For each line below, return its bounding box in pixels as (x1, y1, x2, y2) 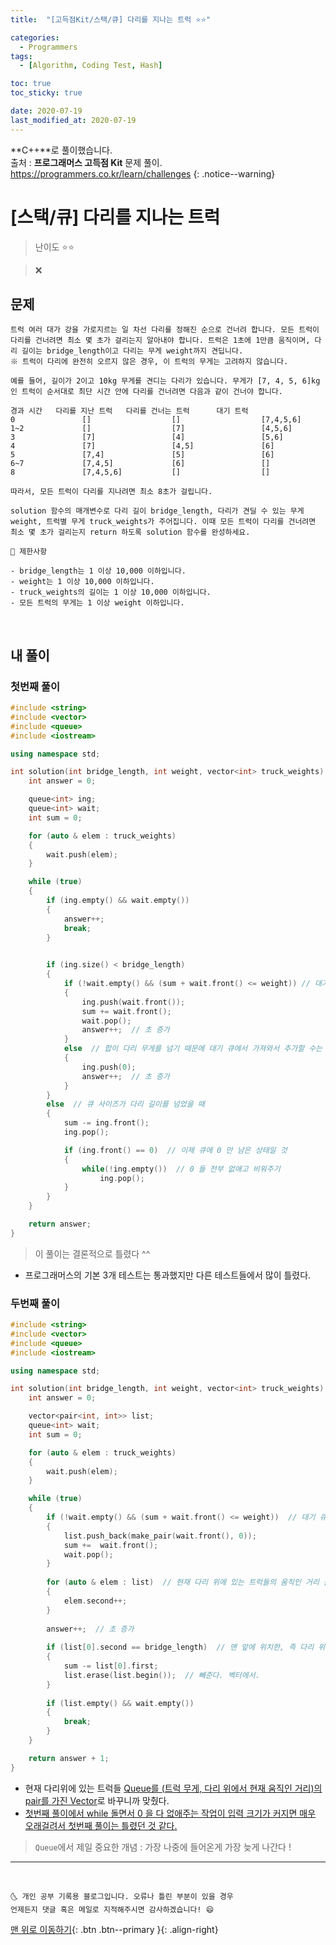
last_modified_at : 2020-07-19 (10, 115, 137, 125)
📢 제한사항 (10, 547, 48, 557)
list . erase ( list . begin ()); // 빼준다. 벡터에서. (63, 1670, 260, 1680)
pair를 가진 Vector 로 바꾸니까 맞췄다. (24, 1794, 170, 1806)
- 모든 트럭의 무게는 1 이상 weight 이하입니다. (10, 598, 185, 608)
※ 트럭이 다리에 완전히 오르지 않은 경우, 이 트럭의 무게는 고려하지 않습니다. (10, 357, 289, 367)
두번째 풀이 (10, 1296, 61, 1310)
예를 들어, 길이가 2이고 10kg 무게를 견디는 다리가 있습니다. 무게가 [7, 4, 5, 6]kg (10, 376, 321, 386)
